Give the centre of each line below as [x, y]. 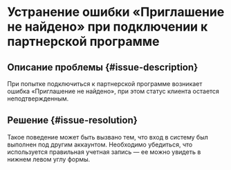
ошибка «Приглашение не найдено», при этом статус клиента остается [113, 91]
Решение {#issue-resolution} [73, 120]
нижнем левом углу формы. [49, 159]
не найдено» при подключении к [108, 27]
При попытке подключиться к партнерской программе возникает [105, 84]
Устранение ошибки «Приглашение [116, 12]
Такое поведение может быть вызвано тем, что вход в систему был [108, 137]
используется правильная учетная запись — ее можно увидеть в [104, 152]
